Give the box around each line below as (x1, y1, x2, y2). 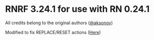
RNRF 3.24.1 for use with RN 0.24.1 (5, 3, 150, 15)
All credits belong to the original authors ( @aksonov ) (5, 20, 113, 26)
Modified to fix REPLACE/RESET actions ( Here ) (5, 29, 101, 35)
